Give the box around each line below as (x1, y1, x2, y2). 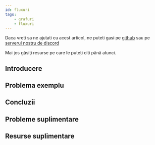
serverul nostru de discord (5, 40, 59, 46)
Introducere (5, 64, 43, 73)
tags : (5, 12, 16, 17)
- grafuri (14, 16, 35, 21)
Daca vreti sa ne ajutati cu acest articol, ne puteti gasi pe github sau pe (5, 35, 150, 41)
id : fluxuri (5, 7, 30, 12)
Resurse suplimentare (5, 132, 75, 141)
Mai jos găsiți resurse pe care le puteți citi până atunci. (5, 50, 116, 56)
